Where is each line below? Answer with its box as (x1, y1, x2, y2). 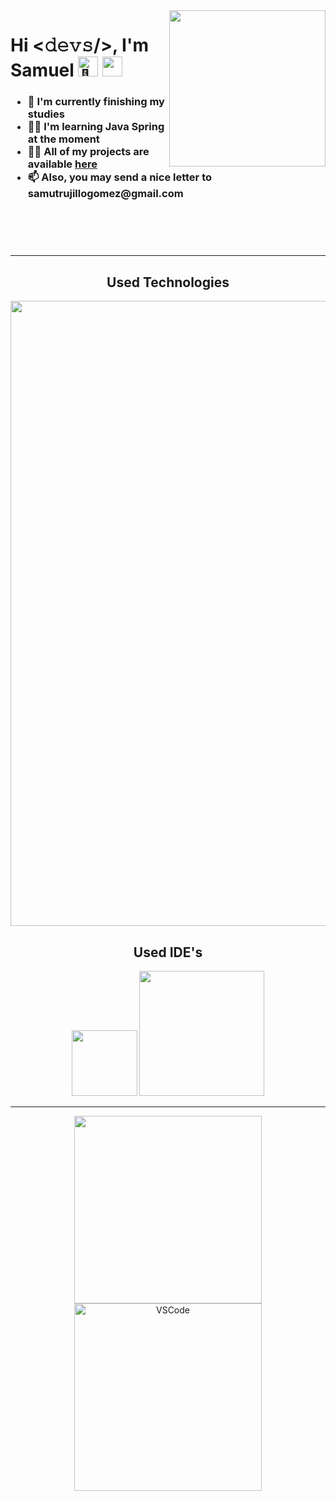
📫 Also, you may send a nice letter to (27, 170, 213, 184)
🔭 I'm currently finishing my (27, 95, 165, 109)
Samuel (10, 59, 75, 82)
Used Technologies (106, 274, 230, 291)
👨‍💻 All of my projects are (27, 145, 150, 159)
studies (27, 107, 65, 121)
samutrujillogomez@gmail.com (27, 187, 184, 201)
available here (27, 157, 98, 171)
